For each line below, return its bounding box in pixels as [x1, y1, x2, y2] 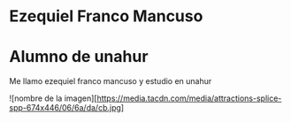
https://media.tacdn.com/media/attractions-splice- [96, 93, 282, 103]
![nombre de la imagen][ [9, 93, 97, 103]
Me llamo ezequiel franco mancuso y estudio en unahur [9, 76, 212, 87]
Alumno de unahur [9, 47, 149, 67]
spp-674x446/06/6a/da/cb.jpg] [9, 103, 125, 113]
